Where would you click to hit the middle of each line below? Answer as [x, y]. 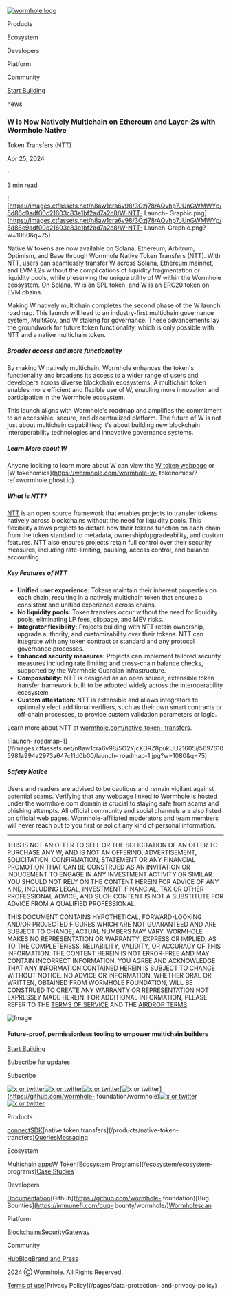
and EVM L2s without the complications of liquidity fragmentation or [104, 270]
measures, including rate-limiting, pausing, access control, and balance [108, 550]
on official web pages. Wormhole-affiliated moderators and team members [113, 818]
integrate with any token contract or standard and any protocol [106, 641]
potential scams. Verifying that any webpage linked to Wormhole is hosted [112, 796]
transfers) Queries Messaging [47, 1138]
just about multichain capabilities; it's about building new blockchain [104, 425]
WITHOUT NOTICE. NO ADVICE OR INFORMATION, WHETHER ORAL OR [109, 975]
